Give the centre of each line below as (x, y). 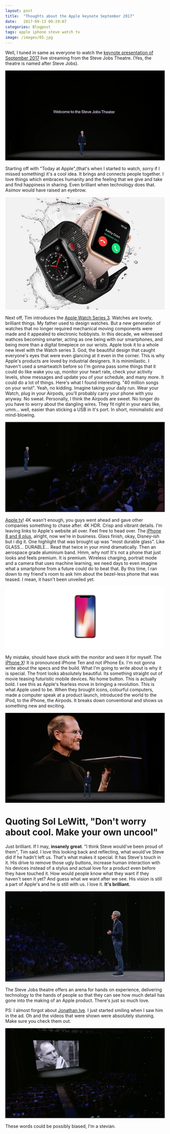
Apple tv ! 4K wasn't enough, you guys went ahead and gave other (74, 520)
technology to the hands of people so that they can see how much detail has (85, 995)
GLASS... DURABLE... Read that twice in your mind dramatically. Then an (81, 547)
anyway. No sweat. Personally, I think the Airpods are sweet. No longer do (82, 399)
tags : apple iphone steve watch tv (43, 32)
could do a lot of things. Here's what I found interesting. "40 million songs (82, 383)
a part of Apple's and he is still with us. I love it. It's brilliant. (68, 885)
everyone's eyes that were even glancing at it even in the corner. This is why (85, 356)
